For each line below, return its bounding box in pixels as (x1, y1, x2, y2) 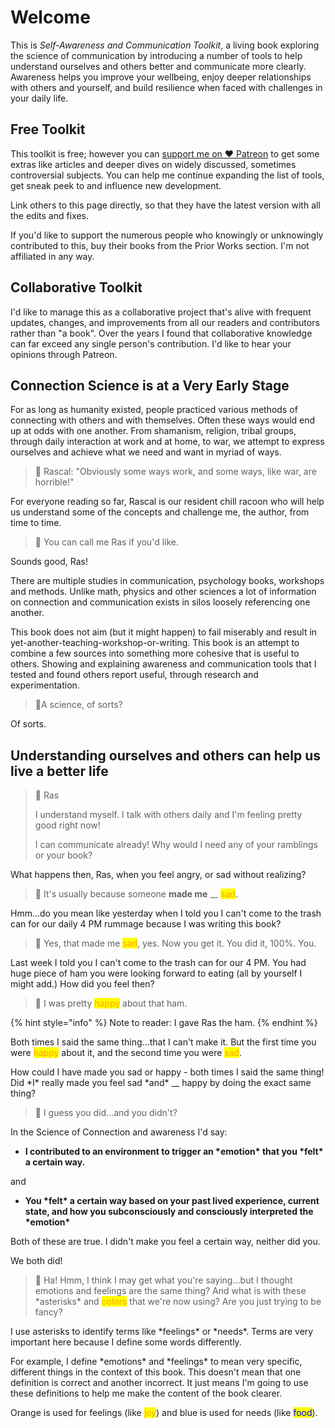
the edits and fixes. (10, 209, 89, 221)
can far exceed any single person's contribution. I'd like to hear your (10, 337, 292, 350)
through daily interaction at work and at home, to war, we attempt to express (10, 436, 325, 448)
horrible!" (34, 476, 75, 488)
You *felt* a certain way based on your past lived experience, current (24, 1195, 320, 1207)
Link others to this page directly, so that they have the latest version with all (10, 199, 321, 211)
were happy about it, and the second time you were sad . (10, 1047, 243, 1059)
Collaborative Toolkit (10, 279, 143, 296)
